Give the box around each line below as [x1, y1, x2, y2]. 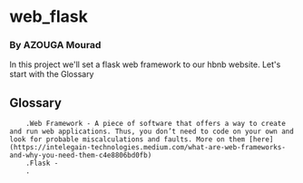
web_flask [9, 6, 88, 27]
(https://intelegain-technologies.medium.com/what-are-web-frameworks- [9, 143, 286, 152]
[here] [249, 135, 274, 144]
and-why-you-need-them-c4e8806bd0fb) [9, 151, 152, 160]
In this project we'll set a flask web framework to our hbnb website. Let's [9, 59, 281, 70]
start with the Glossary [9, 69, 94, 80]
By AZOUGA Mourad [9, 39, 102, 52]
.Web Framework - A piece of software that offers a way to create [25, 120, 286, 129]
